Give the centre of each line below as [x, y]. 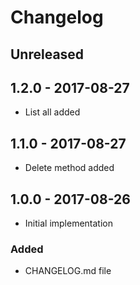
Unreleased [47, 54]
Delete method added [69, 168]
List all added [52, 112]
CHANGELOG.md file [68, 271]
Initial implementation [69, 223]
